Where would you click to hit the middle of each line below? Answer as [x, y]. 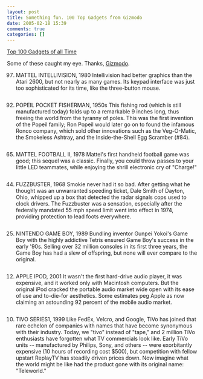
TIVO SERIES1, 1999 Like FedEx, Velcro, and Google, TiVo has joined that [106, 320]
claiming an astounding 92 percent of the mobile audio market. [94, 302]
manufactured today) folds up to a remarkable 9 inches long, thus [97, 112]
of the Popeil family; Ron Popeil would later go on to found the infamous [105, 124]
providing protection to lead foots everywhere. [73, 216]
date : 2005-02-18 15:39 [37, 23]
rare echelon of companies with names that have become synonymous [104, 326]
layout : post [23, 12]
